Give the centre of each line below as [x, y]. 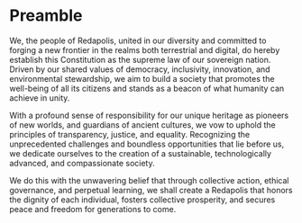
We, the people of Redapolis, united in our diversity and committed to [138, 40]
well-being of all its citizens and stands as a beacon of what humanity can [147, 88]
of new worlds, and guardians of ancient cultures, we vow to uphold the [143, 125]
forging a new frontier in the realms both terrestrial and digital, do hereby [145, 49]
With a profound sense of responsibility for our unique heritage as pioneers [149, 115]
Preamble [46, 16]
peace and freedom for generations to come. [93, 209]
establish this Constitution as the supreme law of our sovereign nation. [140, 59]
